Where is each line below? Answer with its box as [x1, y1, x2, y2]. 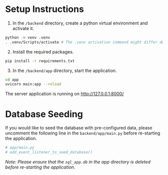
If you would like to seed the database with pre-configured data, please [5, 125, 152, 131]
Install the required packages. [12, 48, 74, 54]
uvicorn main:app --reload [5, 81, 61, 87]
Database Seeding [5, 108, 83, 119]
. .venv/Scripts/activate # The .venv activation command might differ [5, 39, 157, 44]
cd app [5, 77, 19, 82]
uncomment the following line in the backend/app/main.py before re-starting [5, 130, 160, 136]
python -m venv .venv [5, 35, 50, 40]
